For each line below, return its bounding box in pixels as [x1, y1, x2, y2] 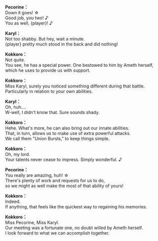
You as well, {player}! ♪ [5, 20, 53, 26]
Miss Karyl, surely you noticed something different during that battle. [5, 83, 145, 89]
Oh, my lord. [5, 152, 31, 158]
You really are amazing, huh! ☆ [5, 172, 69, 178]
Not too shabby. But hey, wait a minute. [5, 36, 85, 42]
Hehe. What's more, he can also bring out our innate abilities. [5, 125, 130, 131]
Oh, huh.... [5, 104, 26, 110]
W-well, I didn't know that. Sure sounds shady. [5, 110, 100, 116]
